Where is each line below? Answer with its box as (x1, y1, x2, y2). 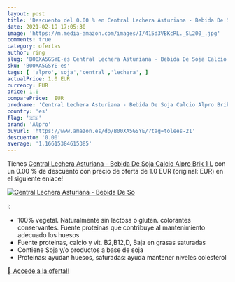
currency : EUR (7, 82, 49, 89)
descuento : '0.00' (7, 134, 61, 141)
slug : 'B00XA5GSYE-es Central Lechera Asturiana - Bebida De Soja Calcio (7, 56, 227, 63)
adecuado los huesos (17, 231, 80, 239)
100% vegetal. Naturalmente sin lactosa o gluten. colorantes (17, 216, 191, 225)
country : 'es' (7, 108, 49, 115)
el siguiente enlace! (7, 174, 64, 183)
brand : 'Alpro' (7, 120, 52, 128)
